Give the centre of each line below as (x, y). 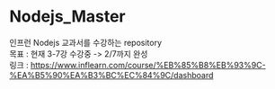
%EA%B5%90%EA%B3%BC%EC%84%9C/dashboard (111, 75)
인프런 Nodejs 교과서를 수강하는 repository (86, 42)
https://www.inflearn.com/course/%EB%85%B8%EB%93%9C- (148, 65)
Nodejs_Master (67, 17)
